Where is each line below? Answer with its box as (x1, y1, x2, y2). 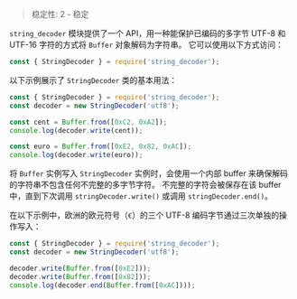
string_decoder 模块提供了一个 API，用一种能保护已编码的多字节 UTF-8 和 (9, 28, 286, 39)
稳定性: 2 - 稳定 (31, 9, 89, 19)
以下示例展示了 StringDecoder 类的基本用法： (9, 74, 178, 85)
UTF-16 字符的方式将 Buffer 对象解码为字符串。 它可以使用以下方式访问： (9, 40, 284, 50)
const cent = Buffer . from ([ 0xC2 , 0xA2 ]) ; (9, 117, 168, 126)
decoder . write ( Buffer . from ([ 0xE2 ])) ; (9, 264, 152, 273)
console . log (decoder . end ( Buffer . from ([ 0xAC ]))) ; (9, 280, 196, 290)
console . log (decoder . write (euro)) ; (9, 151, 144, 160)
